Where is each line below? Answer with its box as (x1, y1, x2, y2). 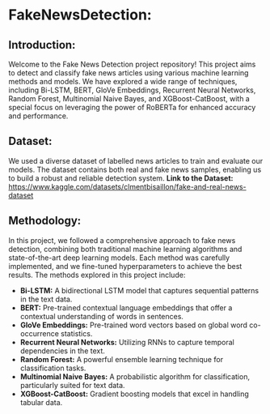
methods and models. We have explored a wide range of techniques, (8, 77, 238, 86)
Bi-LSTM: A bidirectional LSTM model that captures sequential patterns (19, 285, 259, 295)
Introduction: (8, 38, 76, 52)
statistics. (60, 328, 93, 338)
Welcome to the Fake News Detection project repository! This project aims (8, 59, 256, 69)
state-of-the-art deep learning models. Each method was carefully (8, 253, 230, 262)
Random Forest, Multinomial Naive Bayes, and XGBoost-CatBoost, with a (8, 94, 251, 103)
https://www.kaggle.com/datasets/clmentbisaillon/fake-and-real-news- (8, 181, 247, 191)
